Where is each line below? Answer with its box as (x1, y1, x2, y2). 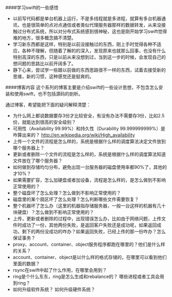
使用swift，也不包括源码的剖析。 (14, 91, 83, 97)
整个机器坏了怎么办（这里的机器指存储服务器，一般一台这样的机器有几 (12, 203, 162, 208)
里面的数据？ (12, 260, 40, 267)
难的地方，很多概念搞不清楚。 (12, 35, 76, 41)
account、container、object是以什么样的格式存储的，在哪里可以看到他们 (12, 254, 167, 260)
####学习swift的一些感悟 (5, 5, 59, 10)
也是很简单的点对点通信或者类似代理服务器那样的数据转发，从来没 (22, 22, 162, 28)
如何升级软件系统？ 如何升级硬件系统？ (12, 286, 95, 292)
